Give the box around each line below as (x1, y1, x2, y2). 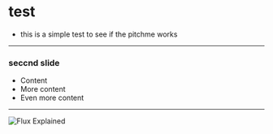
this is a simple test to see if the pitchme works (19, 29, 178, 39)
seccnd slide (8, 57, 60, 68)
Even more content (19, 93, 84, 103)
